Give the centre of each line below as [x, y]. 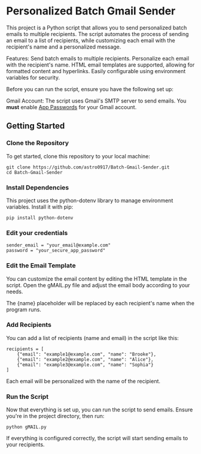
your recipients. [25, 444]
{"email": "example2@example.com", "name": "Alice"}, [85, 359]
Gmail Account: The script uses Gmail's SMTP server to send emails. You [96, 101]
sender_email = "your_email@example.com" [59, 245]
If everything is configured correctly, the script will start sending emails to [97, 438]
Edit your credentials [37, 233]
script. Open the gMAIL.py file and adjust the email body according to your [98, 285]
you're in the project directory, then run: [55, 416]
